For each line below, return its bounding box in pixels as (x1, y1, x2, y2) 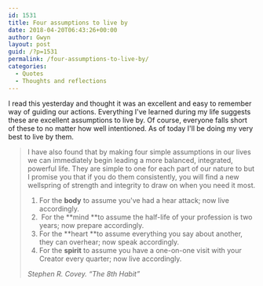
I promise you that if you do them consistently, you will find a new (27, 172, 239, 181)
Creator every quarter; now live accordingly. (38, 254, 182, 263)
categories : (8, 63, 47, 71)
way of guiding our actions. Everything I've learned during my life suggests (8, 107, 251, 116)
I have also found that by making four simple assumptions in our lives (27, 147, 251, 157)
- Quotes (15, 70, 44, 78)
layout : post (8, 41, 51, 49)
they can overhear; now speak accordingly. (38, 237, 179, 247)
